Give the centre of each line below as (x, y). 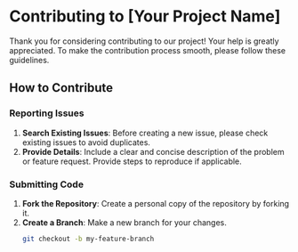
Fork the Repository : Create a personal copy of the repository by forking (156, 203)
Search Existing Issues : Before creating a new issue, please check (145, 133)
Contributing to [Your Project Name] (145, 16)
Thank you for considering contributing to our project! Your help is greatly (144, 41)
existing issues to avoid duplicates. (86, 142)
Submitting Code (47, 184)
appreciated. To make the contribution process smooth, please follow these (148, 50)
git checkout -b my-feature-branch (88, 239)
